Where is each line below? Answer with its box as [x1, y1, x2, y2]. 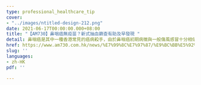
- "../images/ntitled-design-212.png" [6, 20, 103, 26]
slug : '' [6, 48, 28, 54]
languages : [6, 53, 33, 59]
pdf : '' [6, 64, 26, 71]
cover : [6, 14, 23, 20]
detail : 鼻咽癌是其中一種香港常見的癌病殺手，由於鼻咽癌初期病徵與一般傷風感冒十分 [6, 37, 188, 42]
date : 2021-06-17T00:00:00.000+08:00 [6, 25, 100, 32]
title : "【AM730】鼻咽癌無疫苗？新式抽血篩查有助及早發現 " [6, 31, 141, 37]
